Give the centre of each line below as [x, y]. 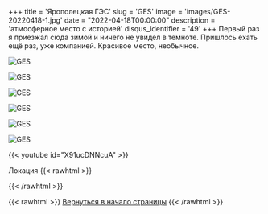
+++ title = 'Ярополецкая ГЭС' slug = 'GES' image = [96, 12]
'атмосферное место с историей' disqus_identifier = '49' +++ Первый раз [134, 29]
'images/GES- [208, 12]
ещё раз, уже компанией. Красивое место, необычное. [104, 46]
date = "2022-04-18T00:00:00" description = [140, 20]
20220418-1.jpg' [35, 20]
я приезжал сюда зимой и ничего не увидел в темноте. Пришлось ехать [133, 37]
